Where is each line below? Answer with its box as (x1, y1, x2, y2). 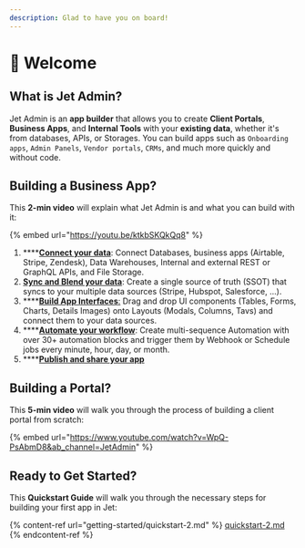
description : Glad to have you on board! (9, 13, 169, 23)
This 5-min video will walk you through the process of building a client (9, 405, 275, 416)
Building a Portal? (9, 380, 112, 396)
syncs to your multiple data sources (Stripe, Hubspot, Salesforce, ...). (22, 286, 282, 297)
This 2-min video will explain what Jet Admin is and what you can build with (9, 202, 295, 213)
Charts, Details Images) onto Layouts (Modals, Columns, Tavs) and (22, 305, 273, 316)
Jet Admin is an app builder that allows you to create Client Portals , (9, 113, 266, 124)
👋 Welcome (9, 52, 97, 73)
